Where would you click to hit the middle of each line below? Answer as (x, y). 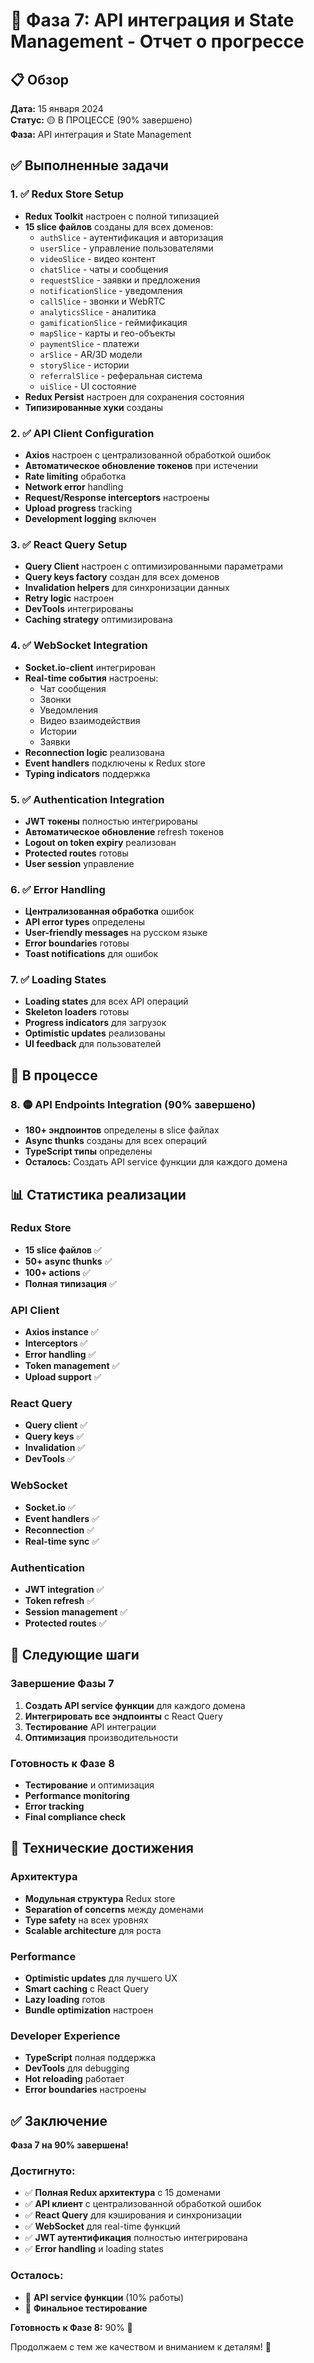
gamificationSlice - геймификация (113, 322)
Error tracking (54, 1806)
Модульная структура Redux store (100, 1898)
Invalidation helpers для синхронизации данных (127, 588)
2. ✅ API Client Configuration (82, 433)
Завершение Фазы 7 (62, 1684)
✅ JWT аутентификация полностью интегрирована (136, 2238)
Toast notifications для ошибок (91, 954)
